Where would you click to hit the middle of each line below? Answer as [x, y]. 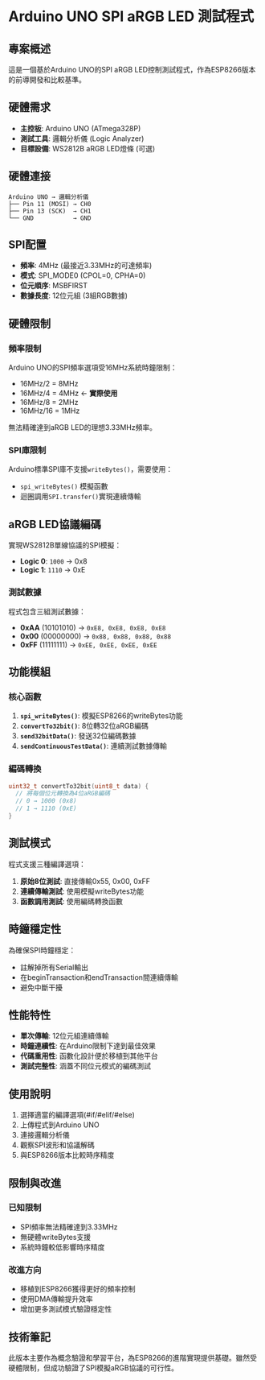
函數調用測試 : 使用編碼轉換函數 [71, 901]
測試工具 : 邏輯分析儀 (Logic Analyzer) [82, 138]
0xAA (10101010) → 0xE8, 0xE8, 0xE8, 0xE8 [93, 627]
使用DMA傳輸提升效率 [57, 1299]
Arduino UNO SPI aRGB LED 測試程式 [131, 17]
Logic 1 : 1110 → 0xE [53, 570]
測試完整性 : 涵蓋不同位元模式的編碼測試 [85, 1066]
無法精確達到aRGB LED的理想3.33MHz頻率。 [82, 428]
